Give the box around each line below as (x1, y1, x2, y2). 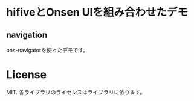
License (6, 68, 47, 82)
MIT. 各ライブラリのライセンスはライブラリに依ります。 (6, 88, 146, 96)
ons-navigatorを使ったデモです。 (6, 46, 89, 54)
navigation (6, 29, 47, 40)
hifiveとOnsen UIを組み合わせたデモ (6, 5, 189, 19)
